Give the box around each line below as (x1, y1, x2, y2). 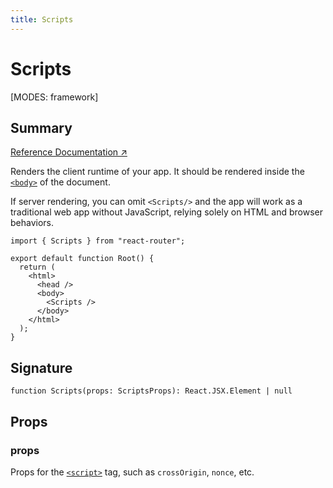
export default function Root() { (10, 254, 155, 264)
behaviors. (10, 217, 55, 229)
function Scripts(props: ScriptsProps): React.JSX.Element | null (10, 386, 293, 396)
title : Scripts (10, 14, 74, 25)
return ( (19, 262, 56, 273)
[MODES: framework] (10, 91, 99, 103)
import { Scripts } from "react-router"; (10, 236, 186, 246)
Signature (10, 359, 73, 376)
